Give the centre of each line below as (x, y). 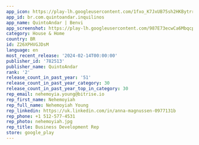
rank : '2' (18, 72)
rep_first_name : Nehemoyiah (41, 99)
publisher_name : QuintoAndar (42, 67)
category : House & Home (36, 34)
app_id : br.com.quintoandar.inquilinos (55, 17)
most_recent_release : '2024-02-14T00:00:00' (62, 56)
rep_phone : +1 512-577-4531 (41, 116)
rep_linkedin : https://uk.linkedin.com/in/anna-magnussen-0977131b (91, 111)
